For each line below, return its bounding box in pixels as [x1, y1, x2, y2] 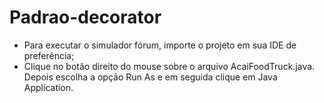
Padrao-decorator [9, 6, 162, 29]
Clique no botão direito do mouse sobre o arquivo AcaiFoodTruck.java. [23, 60, 316, 72]
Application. [23, 81, 74, 93]
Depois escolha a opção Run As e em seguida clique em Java [23, 71, 278, 83]
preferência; [23, 49, 75, 61]
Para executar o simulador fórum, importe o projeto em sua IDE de [23, 39, 297, 51]
